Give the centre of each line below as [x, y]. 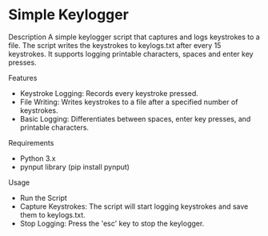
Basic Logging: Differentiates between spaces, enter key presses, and [135, 118]
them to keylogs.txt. [52, 214]
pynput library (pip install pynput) [75, 166]
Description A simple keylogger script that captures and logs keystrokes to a [134, 37]
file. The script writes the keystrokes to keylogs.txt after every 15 [115, 45]
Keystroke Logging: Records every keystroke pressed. [109, 93]
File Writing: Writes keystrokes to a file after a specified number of [129, 102]
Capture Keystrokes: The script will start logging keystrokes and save [134, 206]
